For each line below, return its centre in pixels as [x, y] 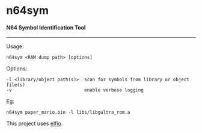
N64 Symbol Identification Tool [46, 27]
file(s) [16, 85]
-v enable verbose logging [75, 90]
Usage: [15, 46]
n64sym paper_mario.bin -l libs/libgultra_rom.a [68, 113]
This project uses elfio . [35, 123]
